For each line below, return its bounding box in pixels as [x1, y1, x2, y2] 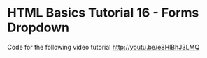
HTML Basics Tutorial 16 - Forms [7, 5, 199, 21]
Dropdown [7, 20, 70, 36]
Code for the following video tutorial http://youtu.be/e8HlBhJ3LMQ [7, 43, 200, 51]
